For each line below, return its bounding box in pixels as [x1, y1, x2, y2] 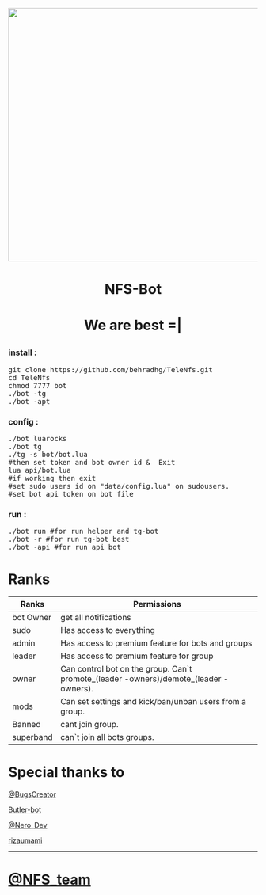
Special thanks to [8, 764, 125, 782]
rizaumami [8, 836, 43, 845]
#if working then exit [8, 474, 97, 483]
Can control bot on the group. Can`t [60, 664, 192, 675]
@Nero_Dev [8, 821, 47, 830]
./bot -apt [8, 397, 51, 406]
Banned [12, 719, 41, 730]
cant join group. [60, 719, 119, 730]
